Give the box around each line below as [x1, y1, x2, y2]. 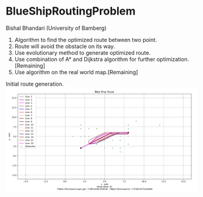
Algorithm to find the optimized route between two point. [14, 36, 157, 43]
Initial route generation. [5, 80, 64, 88]
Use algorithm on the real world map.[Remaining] [14, 68, 138, 75]
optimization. [156, 55, 190, 63]
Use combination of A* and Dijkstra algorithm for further [14, 55, 156, 63]
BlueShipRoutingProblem [5, 4, 136, 18]
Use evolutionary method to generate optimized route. [14, 49, 151, 56]
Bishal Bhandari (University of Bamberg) [5, 24, 107, 32]
